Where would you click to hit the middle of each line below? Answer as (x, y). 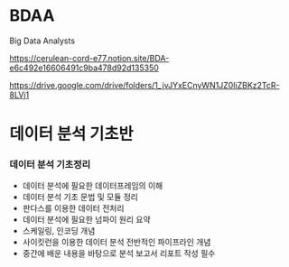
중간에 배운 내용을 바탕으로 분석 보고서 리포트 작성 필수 (119, 253)
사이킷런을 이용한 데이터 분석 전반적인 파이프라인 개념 (117, 242)
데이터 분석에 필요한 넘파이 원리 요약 (86, 220)
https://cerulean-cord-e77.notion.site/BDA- (89, 58)
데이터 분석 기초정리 (50, 165)
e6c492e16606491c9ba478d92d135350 (84, 68)
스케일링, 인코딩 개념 (59, 231)
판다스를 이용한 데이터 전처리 (73, 208)
